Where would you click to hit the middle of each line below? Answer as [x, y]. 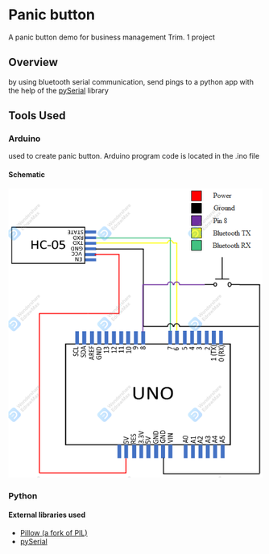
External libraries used [47, 515]
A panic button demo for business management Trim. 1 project [112, 37]
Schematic [27, 175]
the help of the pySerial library [58, 90]
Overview [33, 62]
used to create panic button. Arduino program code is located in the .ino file [134, 156]
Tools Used [37, 116]
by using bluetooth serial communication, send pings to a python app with [131, 81]
